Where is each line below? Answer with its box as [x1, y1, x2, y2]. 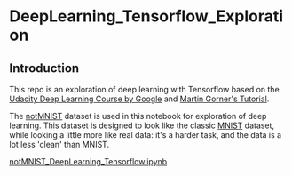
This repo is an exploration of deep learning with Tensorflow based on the [9, 84, 280, 94]
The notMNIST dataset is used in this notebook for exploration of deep [9, 111, 267, 121]
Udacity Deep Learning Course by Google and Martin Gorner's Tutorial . [9, 93, 270, 104]
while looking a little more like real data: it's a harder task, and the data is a [9, 130, 282, 140]
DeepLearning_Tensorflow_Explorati [9, 6, 284, 27]
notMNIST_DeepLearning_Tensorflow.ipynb [9, 156, 168, 166]
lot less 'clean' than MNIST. [9, 140, 109, 149]
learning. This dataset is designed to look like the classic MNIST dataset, [9, 120, 275, 131]
